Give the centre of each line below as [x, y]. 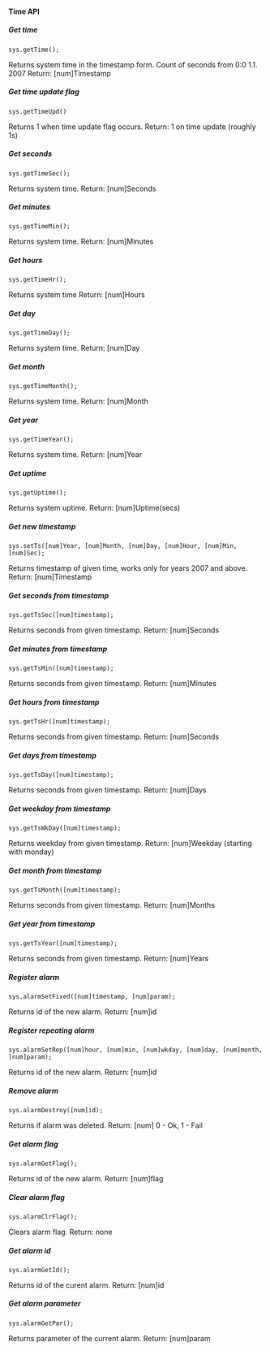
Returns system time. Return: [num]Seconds [82, 188]
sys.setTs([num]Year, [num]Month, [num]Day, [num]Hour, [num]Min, [123, 546]
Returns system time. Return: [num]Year [75, 455]
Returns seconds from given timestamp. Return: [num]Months [112, 905]
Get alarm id [30, 1250]
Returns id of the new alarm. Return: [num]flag [86, 1178]
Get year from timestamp [52, 924]
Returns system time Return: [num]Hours [77, 295]
